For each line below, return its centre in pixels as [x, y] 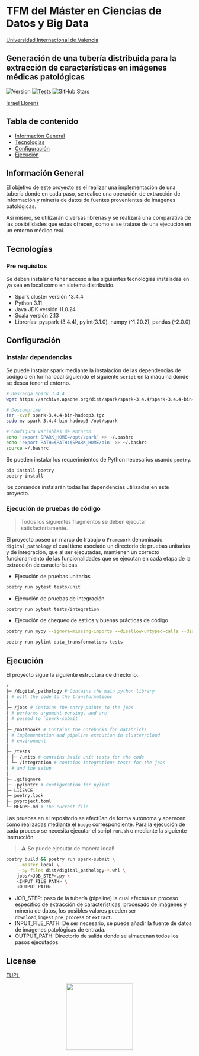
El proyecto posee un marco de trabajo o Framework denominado [84, 539]
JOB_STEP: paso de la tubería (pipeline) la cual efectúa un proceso [97, 898]
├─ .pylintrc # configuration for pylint [58, 785]
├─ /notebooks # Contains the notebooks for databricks [76, 729]
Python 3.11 [28, 303]
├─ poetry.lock [25, 796]
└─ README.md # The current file [47, 807]
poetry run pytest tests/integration [53, 609]
